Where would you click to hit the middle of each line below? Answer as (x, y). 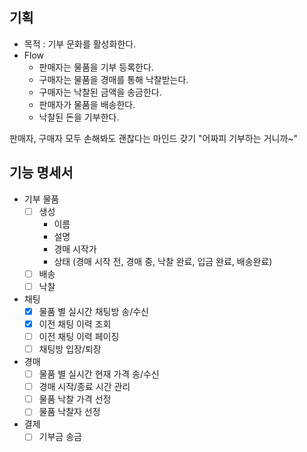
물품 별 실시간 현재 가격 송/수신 (99, 374)
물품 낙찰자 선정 (69, 412)
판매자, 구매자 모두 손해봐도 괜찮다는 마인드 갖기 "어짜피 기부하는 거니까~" (154, 138)
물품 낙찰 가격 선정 (75, 399)
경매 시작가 (75, 249)
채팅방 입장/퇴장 (70, 349)
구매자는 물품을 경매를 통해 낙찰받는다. (113, 79)
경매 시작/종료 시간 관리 (84, 387)
